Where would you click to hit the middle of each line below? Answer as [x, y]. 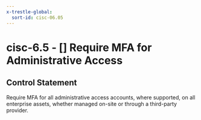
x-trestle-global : [29, 12]
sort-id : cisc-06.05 [37, 18]
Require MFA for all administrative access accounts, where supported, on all [101, 97]
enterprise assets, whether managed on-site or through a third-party [91, 104]
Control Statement [42, 83]
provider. [18, 110]
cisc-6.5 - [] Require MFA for [79, 48]
